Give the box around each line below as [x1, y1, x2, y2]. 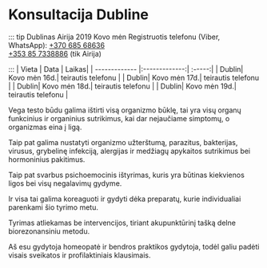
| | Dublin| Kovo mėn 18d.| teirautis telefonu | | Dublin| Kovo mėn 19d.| [8, 81, 237, 91]
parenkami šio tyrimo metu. [8, 202, 98, 212]
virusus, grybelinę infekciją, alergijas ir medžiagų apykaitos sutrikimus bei [8, 146, 251, 156]
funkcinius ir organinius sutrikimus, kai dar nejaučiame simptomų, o [8, 113, 230, 123]
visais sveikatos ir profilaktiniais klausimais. [8, 250, 151, 260]
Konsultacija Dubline [8, 6, 149, 24]
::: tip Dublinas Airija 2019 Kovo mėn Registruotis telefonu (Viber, [8, 32, 221, 41]
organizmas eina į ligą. [8, 122, 82, 132]
